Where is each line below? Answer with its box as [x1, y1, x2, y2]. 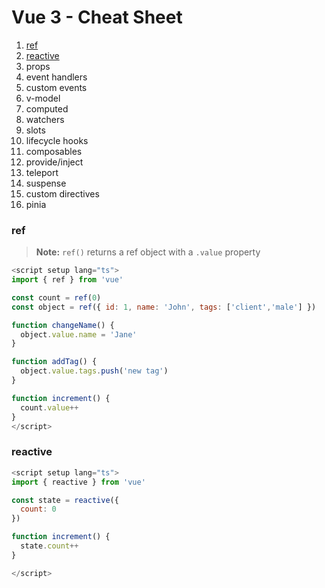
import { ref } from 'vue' [11, 275, 124, 285]
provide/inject [25, 156, 84, 168]
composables [25, 145, 83, 157]
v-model [25, 92, 61, 104]
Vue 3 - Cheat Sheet [11, 6, 183, 29]
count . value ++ [20, 402, 79, 413]
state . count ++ [20, 541, 79, 551]
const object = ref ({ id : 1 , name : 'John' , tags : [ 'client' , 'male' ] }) [11, 302, 317, 312]
